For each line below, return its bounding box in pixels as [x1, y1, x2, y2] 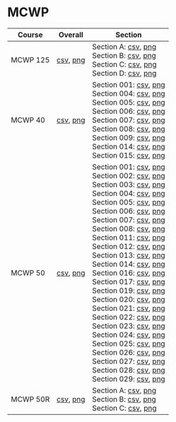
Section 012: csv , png [91, 241, 165, 251]
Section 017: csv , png [91, 276, 165, 286]
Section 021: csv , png [91, 303, 165, 313]
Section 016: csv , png [91, 268, 165, 278]
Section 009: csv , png [91, 132, 165, 142]
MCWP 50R [11, 394, 50, 404]
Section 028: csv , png [91, 365, 165, 375]
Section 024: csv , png [91, 329, 165, 339]
